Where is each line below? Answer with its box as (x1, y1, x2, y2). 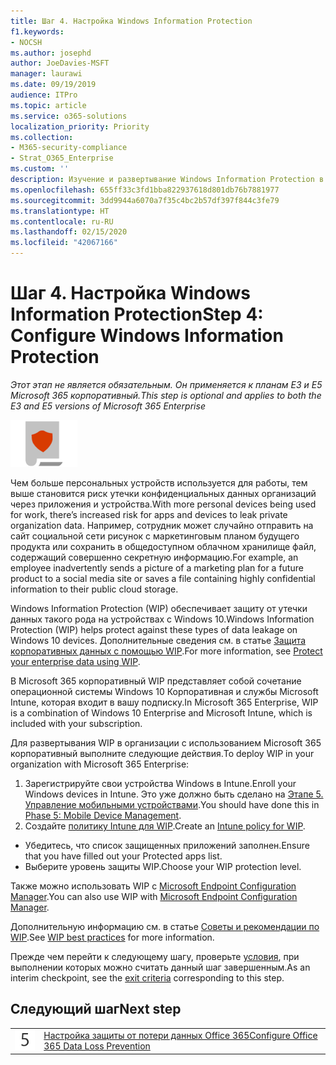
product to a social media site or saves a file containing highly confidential (10, 572, 316, 584)
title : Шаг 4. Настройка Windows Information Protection (10, 16, 253, 26)
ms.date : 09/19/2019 (10, 80, 97, 90)
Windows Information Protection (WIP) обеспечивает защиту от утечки (10, 602, 308, 614)
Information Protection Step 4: (10, 303, 264, 326)
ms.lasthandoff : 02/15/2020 (10, 227, 128, 237)
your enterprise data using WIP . (10, 655, 141, 667)
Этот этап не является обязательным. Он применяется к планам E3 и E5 (10, 378, 323, 390)
